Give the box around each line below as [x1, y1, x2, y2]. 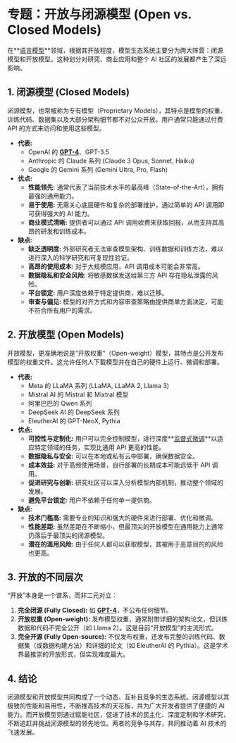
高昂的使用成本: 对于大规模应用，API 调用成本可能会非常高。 [27, 262, 204, 270]
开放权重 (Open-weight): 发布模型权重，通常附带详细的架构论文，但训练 [17, 615, 228, 623]
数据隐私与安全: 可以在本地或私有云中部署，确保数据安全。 [27, 451, 199, 460]
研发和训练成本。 [40, 227, 90, 235]
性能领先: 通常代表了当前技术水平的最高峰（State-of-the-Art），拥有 [27, 182, 225, 191]
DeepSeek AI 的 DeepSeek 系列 [27, 408, 120, 416]
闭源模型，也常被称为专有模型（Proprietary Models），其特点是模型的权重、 [7, 106, 227, 115]
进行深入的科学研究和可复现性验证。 [27, 253, 134, 261]
